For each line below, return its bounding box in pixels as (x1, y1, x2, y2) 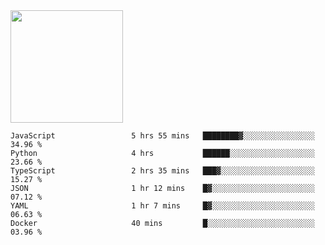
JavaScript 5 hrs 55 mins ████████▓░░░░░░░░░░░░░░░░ (10, 131, 315, 141)
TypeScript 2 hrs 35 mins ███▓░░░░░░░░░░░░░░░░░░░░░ (10, 166, 315, 176)
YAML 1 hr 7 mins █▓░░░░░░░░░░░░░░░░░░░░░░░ (10, 201, 315, 211)
